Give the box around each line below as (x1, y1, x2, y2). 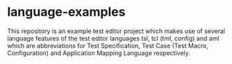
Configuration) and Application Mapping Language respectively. (7, 49, 191, 57)
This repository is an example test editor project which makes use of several (7, 27, 226, 35)
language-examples (7, 4, 126, 20)
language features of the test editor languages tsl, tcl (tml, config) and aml (7, 34, 220, 42)
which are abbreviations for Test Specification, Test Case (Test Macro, (7, 41, 208, 50)
